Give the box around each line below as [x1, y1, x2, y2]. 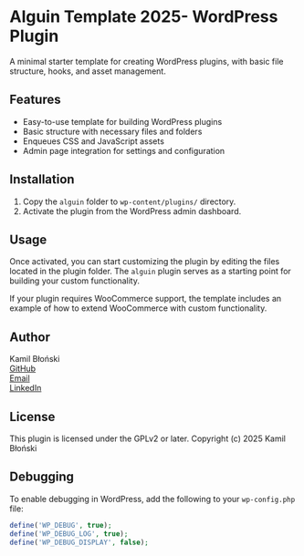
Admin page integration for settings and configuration [22, 145, 225, 156]
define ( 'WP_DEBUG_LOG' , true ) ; [9, 529, 129, 539]
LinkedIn [9, 383, 42, 394]
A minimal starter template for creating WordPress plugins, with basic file [9, 56, 284, 67]
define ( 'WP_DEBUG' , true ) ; [9, 520, 112, 530]
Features [9, 92, 61, 108]
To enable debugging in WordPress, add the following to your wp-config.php [9, 493, 296, 504]
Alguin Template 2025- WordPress [9, 6, 278, 27]
